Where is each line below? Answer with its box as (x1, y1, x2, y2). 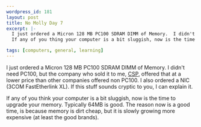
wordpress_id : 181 (6, 8, 52, 15)
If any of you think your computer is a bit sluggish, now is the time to (6, 94, 176, 102)
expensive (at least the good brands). (6, 113, 99, 120)
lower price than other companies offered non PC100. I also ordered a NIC (6, 76, 190, 84)
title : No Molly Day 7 (6, 20, 63, 26)
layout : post (6, 14, 39, 20)
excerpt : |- (6, 25, 36, 32)
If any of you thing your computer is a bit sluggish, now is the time (11, 37, 196, 43)
